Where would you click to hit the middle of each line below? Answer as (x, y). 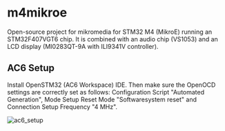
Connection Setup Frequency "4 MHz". (62, 107)
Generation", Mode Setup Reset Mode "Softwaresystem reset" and (102, 99)
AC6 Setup (31, 68)
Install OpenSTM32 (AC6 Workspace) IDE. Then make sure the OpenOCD (111, 85)
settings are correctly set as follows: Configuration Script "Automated (106, 92)
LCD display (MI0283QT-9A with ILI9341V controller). (83, 46)
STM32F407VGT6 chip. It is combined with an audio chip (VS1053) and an (113, 39)
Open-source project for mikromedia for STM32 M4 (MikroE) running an (110, 32)
